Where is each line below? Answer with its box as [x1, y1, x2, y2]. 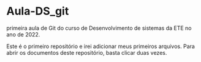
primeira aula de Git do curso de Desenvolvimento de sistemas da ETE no [6, 24, 192, 32]
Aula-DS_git [6, 4, 69, 18]
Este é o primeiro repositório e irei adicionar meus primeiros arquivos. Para [6, 43, 195, 50]
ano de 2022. [6, 30, 40, 38]
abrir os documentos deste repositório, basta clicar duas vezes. [6, 49, 167, 56]
